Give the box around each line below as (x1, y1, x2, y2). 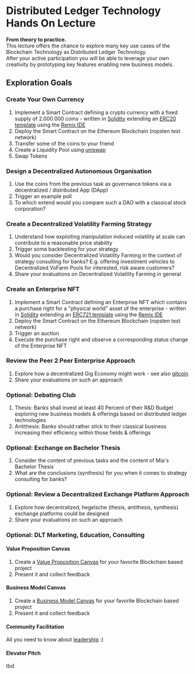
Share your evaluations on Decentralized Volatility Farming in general (14, 271, 182, 278)
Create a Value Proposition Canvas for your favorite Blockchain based (14, 558, 183, 565)
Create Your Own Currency (6, 96, 85, 104)
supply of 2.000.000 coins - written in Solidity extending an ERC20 (14, 115, 177, 122)
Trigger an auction (14, 329, 60, 336)
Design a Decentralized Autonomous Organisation (6, 167, 152, 175)
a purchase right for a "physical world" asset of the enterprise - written (14, 305, 186, 312)
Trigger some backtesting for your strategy (14, 246, 119, 253)
